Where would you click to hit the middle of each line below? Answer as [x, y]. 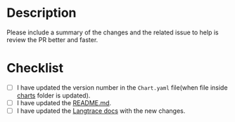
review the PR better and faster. [52, 39]
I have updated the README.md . [64, 102]
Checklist [35, 68]
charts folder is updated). [53, 95]
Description [42, 13]
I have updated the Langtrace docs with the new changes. [101, 111]
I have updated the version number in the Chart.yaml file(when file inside [122, 87]
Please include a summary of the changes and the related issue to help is [113, 32]
